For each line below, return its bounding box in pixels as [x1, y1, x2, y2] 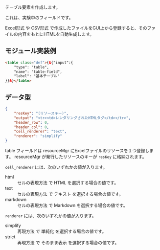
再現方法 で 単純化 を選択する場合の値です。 [17, 228, 107, 234]
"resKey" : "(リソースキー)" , [14, 111, 69, 116]
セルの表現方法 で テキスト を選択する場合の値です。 [17, 191, 123, 197]
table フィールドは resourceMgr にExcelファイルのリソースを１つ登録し [5, 148, 150, 153]
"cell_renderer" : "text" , [14, 129, 67, 134]
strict [5, 234, 16, 240]
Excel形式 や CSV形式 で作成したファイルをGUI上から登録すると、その [5, 25, 148, 31]
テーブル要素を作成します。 [5, 4, 60, 10]
